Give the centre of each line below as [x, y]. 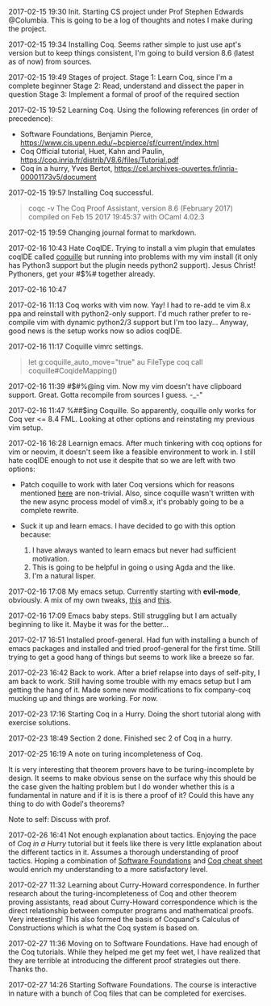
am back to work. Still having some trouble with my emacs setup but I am [130, 681]
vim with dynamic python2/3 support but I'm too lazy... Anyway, [142, 322]
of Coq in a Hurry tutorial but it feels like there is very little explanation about [135, 843]
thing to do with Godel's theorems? [67, 804]
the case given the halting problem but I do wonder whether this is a [122, 787]
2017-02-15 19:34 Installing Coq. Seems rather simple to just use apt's [125, 44]
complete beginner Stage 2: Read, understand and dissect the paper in [126, 86]
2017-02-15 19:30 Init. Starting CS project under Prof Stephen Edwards [126, 12]
